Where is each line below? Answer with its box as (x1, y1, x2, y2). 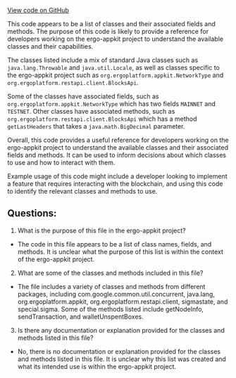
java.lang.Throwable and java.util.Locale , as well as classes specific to (7, 64, 220, 71)
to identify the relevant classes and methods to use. (7, 187, 158, 195)
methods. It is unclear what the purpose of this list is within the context (17, 247, 223, 256)
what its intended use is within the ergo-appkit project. (17, 362, 176, 370)
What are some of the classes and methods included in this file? (17, 268, 204, 277)
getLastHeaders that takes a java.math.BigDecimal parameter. (7, 122, 185, 130)
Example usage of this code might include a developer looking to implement (7, 172, 228, 180)
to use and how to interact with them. (7, 158, 116, 167)
